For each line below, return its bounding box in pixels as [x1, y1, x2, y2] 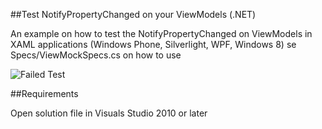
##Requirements [10, 88, 79, 99]
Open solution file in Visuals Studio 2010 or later [10, 107, 208, 119]
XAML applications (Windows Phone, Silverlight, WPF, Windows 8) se [10, 39, 297, 50]
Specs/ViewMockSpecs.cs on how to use [10, 49, 182, 61]
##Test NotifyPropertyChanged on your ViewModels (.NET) [10, 9, 257, 20]
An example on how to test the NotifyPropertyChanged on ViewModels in [10, 28, 313, 39]
